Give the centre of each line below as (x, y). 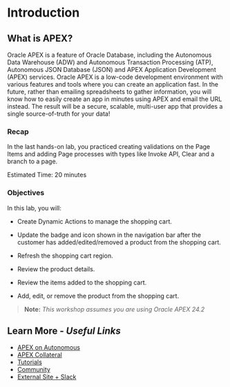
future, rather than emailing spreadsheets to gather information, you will (109, 92)
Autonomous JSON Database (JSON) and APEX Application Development (112, 70)
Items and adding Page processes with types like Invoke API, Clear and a (111, 154)
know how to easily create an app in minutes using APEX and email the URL (115, 99)
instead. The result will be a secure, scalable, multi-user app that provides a (115, 106)
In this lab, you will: (35, 208)
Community (33, 370)
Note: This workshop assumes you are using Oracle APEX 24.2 (114, 309)
